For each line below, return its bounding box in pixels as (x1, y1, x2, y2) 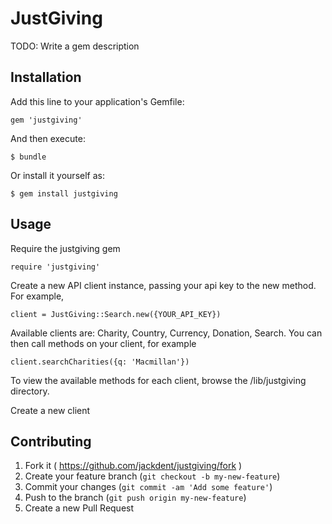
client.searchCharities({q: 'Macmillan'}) (10, 357, 190, 367)
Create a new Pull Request (24, 502, 135, 514)
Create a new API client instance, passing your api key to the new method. (10, 279, 317, 291)
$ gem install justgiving (10, 188, 118, 199)
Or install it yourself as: (10, 169, 105, 181)
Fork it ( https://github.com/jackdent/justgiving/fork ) (24, 460, 243, 472)
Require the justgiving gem (10, 242, 121, 254)
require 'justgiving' (10, 262, 101, 272)
